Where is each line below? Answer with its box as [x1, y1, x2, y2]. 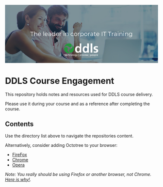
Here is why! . [5, 176, 32, 182]
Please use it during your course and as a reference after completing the [5, 101, 150, 107]
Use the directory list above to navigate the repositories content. [5, 133, 134, 139]
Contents [5, 120, 34, 128]
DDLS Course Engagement [5, 75, 114, 86]
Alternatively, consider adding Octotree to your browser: [5, 142, 118, 148]
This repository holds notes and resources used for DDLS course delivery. [5, 91, 153, 97]
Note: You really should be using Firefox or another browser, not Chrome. [5, 171, 152, 177]
